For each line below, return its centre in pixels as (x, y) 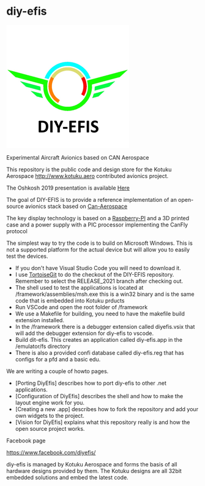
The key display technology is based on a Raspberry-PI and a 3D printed (98, 218)
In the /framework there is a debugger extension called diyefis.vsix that (105, 326)
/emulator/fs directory (43, 346)
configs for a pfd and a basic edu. (58, 359)
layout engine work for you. (50, 403)
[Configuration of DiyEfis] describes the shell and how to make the (99, 396)
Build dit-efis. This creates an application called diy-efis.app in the (99, 339)
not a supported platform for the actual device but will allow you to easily (98, 249)
